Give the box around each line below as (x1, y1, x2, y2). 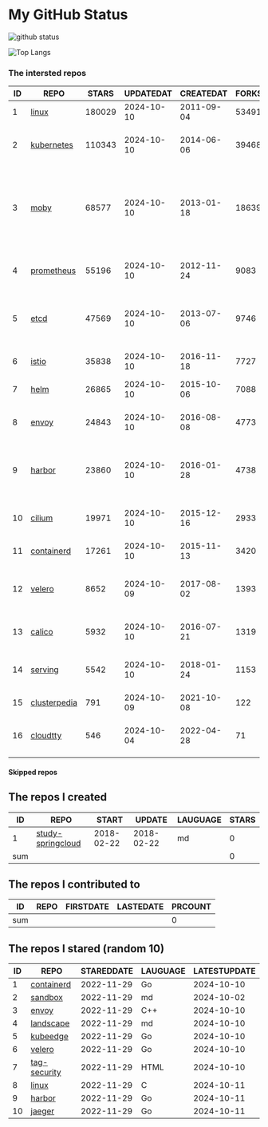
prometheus (30, 265, 77, 276)
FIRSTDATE (65, 901, 110, 912)
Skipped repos (8, 767, 58, 777)
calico (30, 627, 53, 638)
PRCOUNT (171, 901, 212, 912)
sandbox (30, 992, 64, 1003)
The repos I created (8, 790, 108, 804)
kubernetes (30, 140, 74, 151)
